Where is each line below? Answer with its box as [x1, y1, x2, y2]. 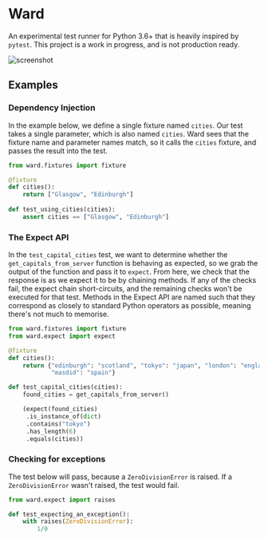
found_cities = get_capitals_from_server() [22, 390, 170, 399]
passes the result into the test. [8, 145, 108, 156]
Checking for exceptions [8, 454, 106, 465]
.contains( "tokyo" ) [26, 420, 91, 428]
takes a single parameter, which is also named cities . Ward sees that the [8, 129, 250, 138]
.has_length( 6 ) [26, 427, 77, 435]
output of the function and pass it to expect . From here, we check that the [8, 267, 250, 276]
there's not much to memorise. [8, 309, 109, 319]
